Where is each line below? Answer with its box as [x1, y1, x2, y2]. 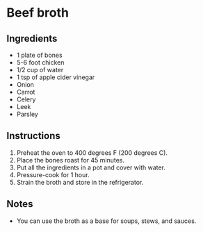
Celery [16, 95, 36, 103]
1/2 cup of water [16, 66, 64, 74]
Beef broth [6, 5, 69, 21]
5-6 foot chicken [16, 58, 65, 67]
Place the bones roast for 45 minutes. [16, 156, 125, 164]
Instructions [6, 130, 60, 142]
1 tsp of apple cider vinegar [16, 73, 95, 81]
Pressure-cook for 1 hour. [16, 170, 90, 179]
